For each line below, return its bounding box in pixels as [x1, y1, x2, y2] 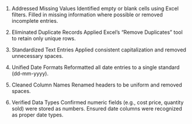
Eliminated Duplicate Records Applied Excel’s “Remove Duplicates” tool [11, 29, 183, 36]
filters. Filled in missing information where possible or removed [11, 11, 163, 18]
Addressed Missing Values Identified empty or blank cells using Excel [11, 5, 179, 12]
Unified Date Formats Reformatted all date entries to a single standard [11, 64, 180, 71]
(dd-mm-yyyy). [11, 70, 48, 77]
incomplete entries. [11, 18, 58, 24]
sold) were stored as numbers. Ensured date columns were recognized [11, 105, 182, 112]
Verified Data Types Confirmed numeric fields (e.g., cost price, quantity [11, 99, 184, 106]
